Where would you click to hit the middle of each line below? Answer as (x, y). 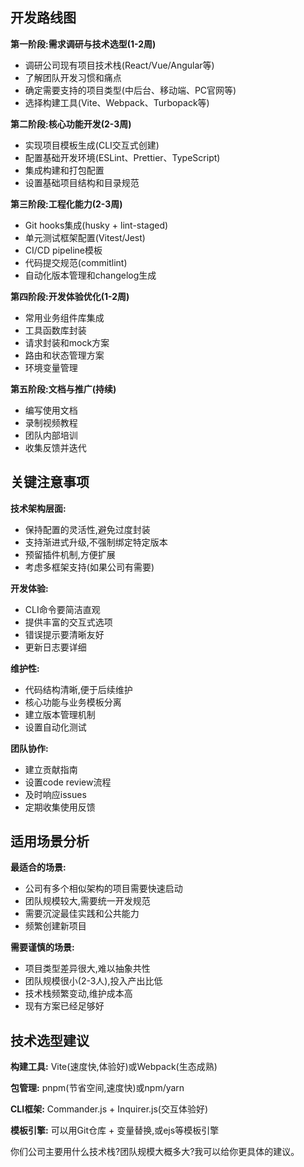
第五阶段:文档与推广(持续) (63, 389)
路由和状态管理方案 (64, 355)
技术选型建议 (50, 1040)
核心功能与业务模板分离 (73, 702)
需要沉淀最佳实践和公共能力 (82, 914)
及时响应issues (55, 794)
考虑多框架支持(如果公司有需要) (89, 567)
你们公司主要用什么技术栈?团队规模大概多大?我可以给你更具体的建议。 (155, 1152)
